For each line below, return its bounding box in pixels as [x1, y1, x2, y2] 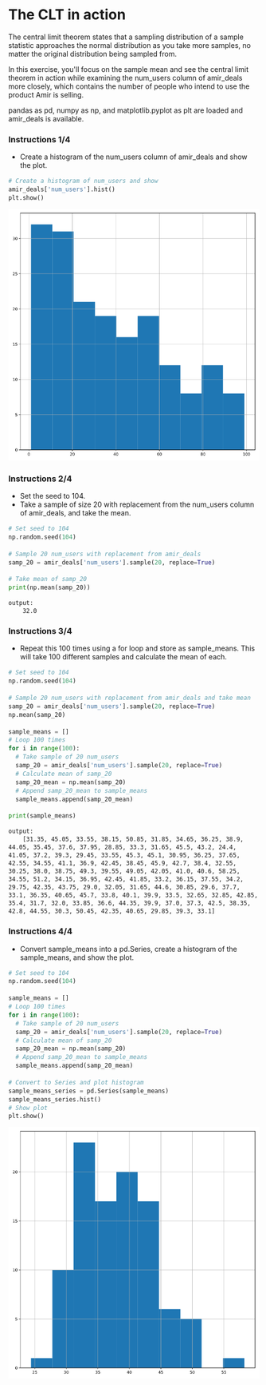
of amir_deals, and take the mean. [19, 508, 131, 518]
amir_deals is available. [8, 113, 84, 123]
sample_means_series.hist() [8, 1095, 102, 1104]
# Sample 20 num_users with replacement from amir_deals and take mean [8, 694, 251, 702]
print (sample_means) [8, 812, 77, 820]
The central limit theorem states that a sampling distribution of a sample [8, 32, 244, 42]
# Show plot [8, 1104, 48, 1112]
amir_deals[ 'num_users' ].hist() [8, 185, 115, 193]
